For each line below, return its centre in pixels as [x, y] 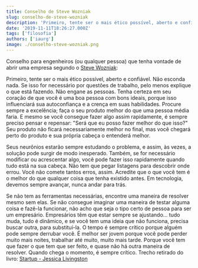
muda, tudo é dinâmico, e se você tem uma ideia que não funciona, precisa [97, 221]
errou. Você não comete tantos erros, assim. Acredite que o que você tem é [98, 172]
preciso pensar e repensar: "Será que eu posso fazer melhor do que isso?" [97, 123]
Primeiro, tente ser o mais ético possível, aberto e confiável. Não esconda [96, 79]
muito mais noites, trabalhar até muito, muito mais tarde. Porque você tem [96, 240]
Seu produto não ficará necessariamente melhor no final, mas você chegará [98, 129]
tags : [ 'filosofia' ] [32, 34]
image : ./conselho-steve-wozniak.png [52, 45]
